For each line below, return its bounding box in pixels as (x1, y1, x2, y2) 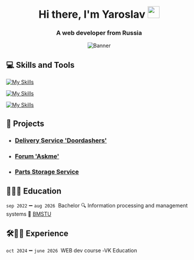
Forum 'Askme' (14, 152, 60, 160)
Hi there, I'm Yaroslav (38, 8, 146, 21)
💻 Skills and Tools (6, 60, 75, 70)
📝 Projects (6, 119, 45, 129)
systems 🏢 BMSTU (6, 210, 52, 218)
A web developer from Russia (55, 29, 143, 37)
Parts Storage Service (14, 168, 80, 176)
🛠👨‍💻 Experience (6, 228, 69, 238)
